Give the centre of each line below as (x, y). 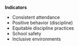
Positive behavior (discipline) (43, 23)
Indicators (16, 7)
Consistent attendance (36, 17)
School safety (27, 33)
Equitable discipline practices (43, 28)
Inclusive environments (36, 39)
